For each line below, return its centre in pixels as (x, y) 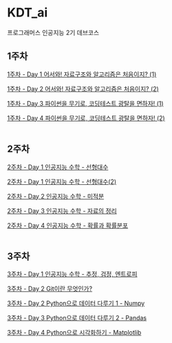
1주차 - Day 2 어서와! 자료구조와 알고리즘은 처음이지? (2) (83, 89)
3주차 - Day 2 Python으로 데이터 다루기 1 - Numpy (76, 303)
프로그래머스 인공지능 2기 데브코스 (53, 32)
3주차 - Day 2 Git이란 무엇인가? (50, 289)
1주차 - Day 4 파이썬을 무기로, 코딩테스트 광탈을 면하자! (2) (86, 118)
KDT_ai (28, 13)
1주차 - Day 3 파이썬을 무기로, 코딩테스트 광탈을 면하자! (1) (85, 103)
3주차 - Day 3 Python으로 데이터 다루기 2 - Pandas (77, 318)
